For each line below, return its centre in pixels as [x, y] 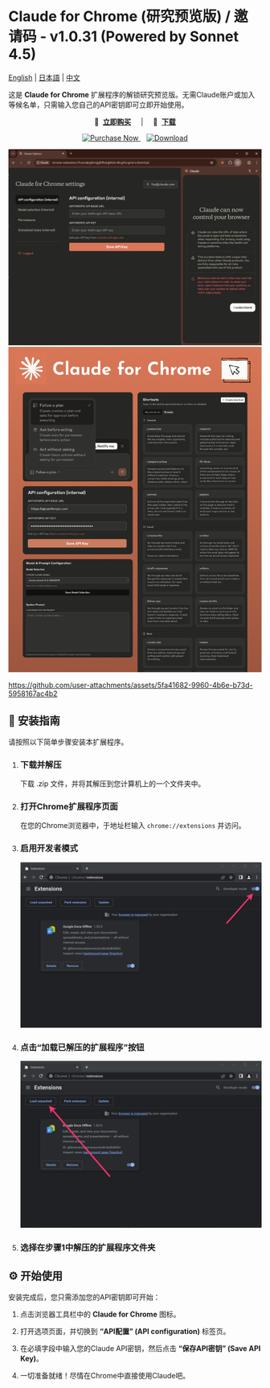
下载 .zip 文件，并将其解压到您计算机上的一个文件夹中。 [112, 783]
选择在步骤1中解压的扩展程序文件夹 [88, 1247]
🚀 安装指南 [34, 721]
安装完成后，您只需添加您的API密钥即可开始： [84, 1297]
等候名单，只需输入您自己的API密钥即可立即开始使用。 [98, 105]
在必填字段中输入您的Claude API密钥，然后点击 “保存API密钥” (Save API [140, 1348]
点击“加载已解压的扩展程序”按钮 [82, 1047]
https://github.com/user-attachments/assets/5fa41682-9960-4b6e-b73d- [131, 685]
